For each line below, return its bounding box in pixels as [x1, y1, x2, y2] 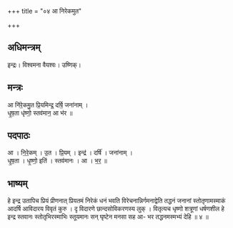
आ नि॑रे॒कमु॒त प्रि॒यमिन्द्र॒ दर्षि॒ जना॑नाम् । [7, 100, 89, 109]
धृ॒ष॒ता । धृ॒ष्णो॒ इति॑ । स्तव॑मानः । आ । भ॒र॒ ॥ [7, 157, 107, 165]
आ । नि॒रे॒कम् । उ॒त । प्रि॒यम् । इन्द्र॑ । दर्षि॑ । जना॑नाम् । [7, 148, 134, 157]
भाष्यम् [7, 177, 28, 190]
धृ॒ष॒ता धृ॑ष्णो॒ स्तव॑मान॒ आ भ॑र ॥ [7, 108, 73, 117]
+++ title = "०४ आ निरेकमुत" [7, 7, 82, 15]
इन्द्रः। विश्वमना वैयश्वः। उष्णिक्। [7, 61, 81, 69]
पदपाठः [7, 130, 31, 142]
